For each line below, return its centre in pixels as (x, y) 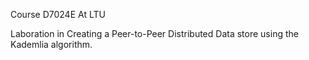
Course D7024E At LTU (58, 14)
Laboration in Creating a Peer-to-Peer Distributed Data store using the (154, 33)
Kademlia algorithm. (51, 44)
